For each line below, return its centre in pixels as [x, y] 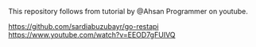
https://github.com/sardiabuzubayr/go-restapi [83, 26]
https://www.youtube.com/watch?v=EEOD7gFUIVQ [92, 35]
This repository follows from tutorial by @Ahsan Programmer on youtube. [128, 11]
